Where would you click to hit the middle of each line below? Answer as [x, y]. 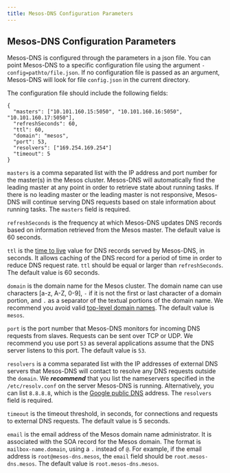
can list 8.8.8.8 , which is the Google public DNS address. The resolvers [109, 393]
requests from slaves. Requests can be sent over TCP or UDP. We [100, 336]
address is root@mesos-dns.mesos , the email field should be [90, 456]
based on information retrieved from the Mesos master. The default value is [114, 230]
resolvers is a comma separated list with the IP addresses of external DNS [113, 364]
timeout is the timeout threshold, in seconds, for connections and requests [113, 414]
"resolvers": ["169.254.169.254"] [62, 148]
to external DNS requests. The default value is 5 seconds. [89, 421]
